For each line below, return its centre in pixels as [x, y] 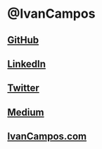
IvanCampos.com [47, 137]
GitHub [23, 40]
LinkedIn [27, 64]
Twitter [24, 88]
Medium [26, 112]
